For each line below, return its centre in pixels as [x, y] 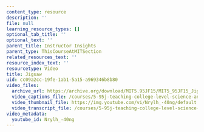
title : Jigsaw [24, 74]
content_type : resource [36, 12]
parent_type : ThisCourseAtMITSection [54, 52]
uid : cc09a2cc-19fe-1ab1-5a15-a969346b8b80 [62, 80]
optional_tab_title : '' [36, 35]
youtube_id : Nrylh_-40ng [43, 119]
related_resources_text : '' [42, 57]
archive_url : [28, 91]
